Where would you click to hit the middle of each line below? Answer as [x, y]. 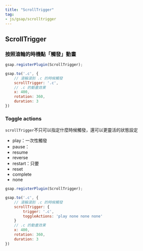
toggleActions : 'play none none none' [63, 216]
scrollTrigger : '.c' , [36, 83]
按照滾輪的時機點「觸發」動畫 [41, 54]
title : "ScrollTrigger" [30, 10]
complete [22, 175]
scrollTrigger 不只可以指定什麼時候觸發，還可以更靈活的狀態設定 [72, 130]
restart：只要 [25, 164]
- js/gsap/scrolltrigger [31, 19]
